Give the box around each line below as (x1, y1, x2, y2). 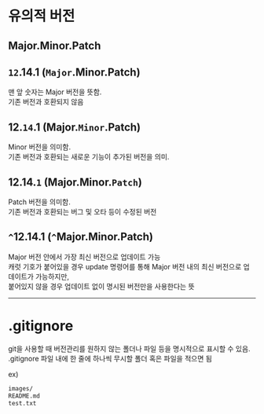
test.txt (8, 399, 37, 407)
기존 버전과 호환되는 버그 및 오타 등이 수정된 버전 (8, 207, 157, 217)
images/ (8, 384, 34, 393)
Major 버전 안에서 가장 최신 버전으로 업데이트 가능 (8, 252, 161, 262)
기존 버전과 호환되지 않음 (8, 97, 84, 107)
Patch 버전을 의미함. (8, 197, 71, 207)
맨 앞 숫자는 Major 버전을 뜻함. (8, 87, 102, 97)
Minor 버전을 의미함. (8, 142, 71, 152)
